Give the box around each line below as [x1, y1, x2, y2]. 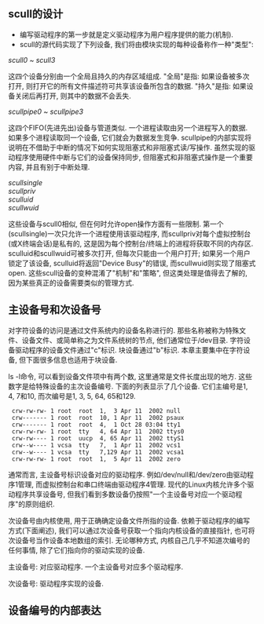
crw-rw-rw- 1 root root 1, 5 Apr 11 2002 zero [11, 454, 181, 463]
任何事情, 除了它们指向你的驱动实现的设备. [8, 545, 145, 555]
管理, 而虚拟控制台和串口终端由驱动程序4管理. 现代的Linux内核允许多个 [17, 480, 247, 489]
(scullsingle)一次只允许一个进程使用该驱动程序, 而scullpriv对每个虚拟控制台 [8, 228, 251, 238]
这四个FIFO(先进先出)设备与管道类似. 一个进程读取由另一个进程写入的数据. [8, 122, 248, 132]
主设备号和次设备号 [8, 303, 101, 316]
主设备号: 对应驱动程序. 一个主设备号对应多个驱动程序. [8, 562, 183, 571]
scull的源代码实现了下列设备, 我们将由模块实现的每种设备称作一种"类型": [19, 39, 254, 49]
